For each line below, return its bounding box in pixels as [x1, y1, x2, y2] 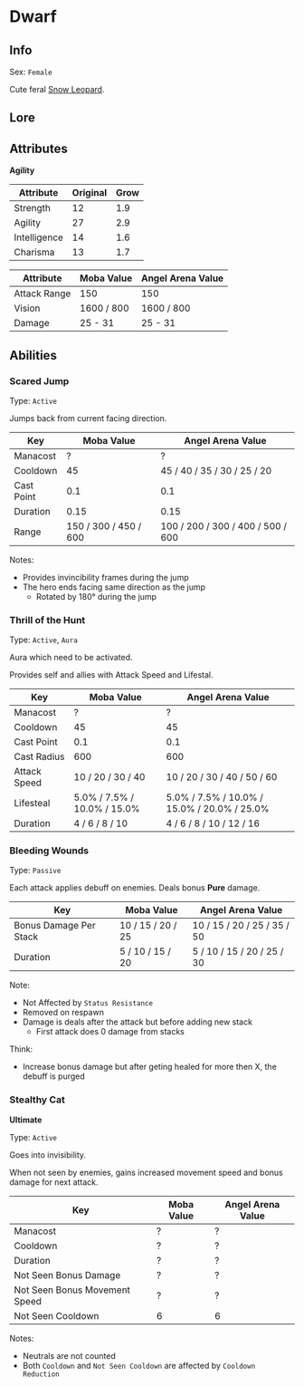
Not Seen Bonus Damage [14, 1268, 121, 1281]
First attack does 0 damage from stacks [35, 1026, 185, 1037]
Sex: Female [9, 66, 52, 77]
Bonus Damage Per [14, 919, 97, 932]
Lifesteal [14, 797, 51, 810]
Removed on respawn [22, 1007, 104, 1018]
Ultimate [9, 1114, 43, 1125]
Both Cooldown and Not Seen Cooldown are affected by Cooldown [22, 1360, 256, 1371]
